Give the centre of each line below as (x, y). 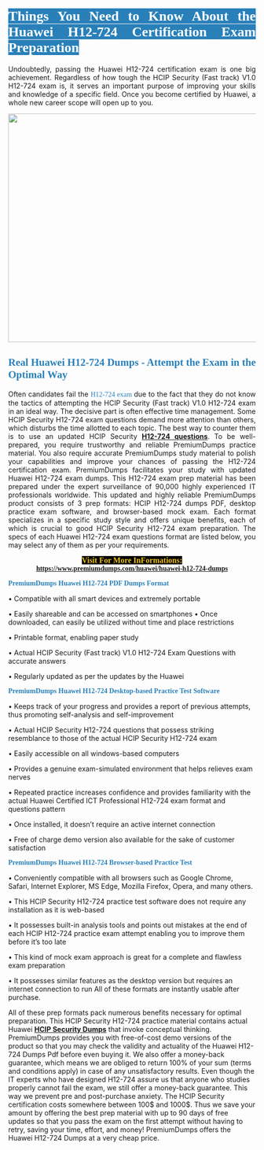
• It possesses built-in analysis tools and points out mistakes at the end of (128, 925)
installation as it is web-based (56, 909)
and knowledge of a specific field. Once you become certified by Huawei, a (132, 94)
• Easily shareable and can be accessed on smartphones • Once (113, 614)
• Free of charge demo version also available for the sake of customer (121, 839)
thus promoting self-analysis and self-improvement (91, 714)
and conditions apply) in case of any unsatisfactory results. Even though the (132, 1071)
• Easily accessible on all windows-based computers (94, 753)
